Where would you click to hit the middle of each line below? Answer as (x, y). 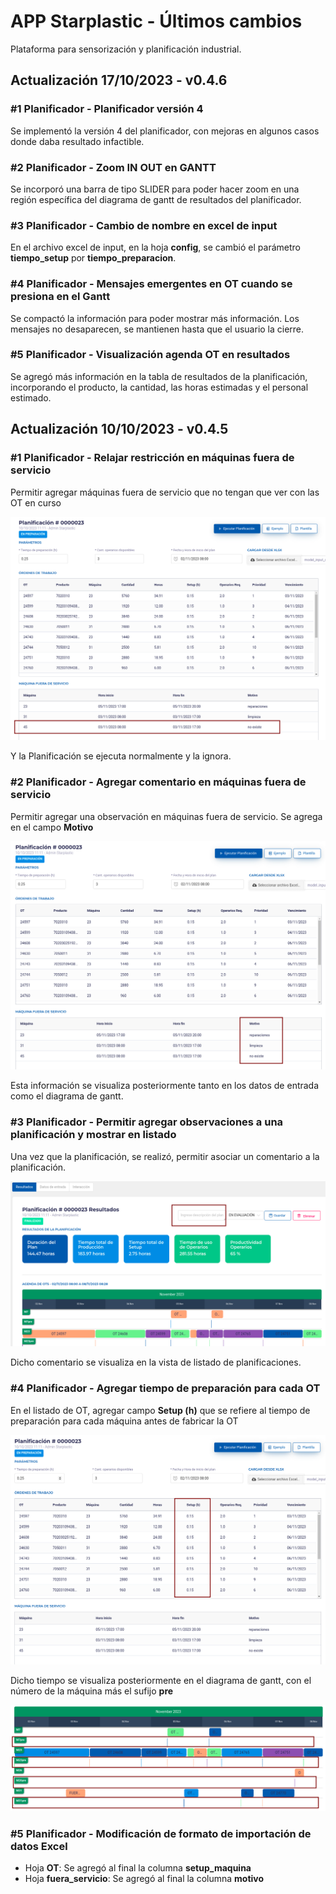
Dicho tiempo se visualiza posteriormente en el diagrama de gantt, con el (161, 1681)
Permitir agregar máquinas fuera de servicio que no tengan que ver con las (165, 492)
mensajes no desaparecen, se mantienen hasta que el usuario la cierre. (157, 329)
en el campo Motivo (52, 827)
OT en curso (36, 502)
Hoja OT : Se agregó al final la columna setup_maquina (138, 1867)
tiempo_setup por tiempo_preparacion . (93, 258)
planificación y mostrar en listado (93, 1135)
